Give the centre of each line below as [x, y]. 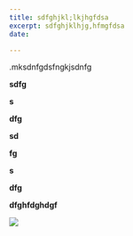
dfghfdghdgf [33, 205]
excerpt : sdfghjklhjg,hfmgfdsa [67, 26]
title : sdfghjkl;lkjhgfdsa [59, 17]
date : [19, 34]
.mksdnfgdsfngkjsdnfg [51, 67]
